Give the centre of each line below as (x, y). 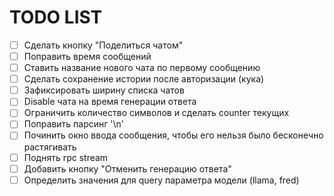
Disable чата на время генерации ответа (110, 102)
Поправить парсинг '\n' (73, 124)
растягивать (50, 147)
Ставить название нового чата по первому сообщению (142, 68)
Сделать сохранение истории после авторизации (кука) (144, 79)
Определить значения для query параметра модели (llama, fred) (161, 180)
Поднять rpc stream (66, 157)
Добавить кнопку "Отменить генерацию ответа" (127, 168)
